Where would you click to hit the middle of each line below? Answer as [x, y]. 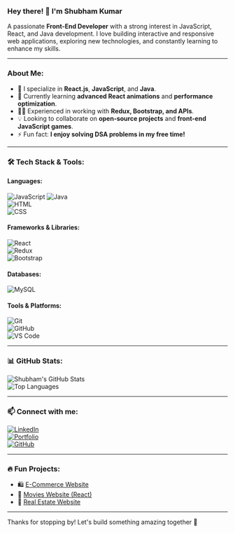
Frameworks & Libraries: [44, 227]
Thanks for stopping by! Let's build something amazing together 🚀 [102, 522]
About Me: [26, 73]
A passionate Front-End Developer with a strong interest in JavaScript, [109, 27]
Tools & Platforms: [34, 305]
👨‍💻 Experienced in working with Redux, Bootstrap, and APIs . [106, 111]
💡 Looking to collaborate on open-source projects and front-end [112, 118]
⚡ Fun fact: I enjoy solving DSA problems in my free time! [101, 134]
